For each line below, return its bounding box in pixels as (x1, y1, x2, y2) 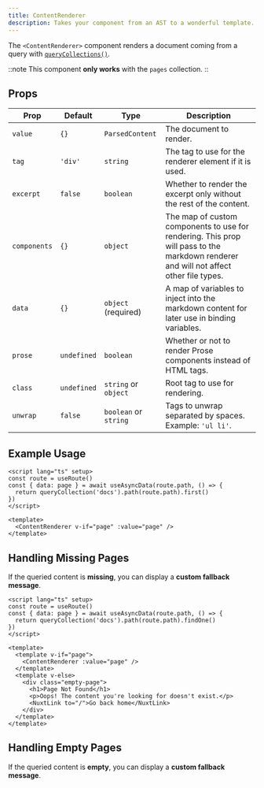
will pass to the (165, 241, 222, 252)
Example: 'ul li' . (165, 420, 232, 431)
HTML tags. (165, 365, 208, 376)
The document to (165, 124, 229, 135)
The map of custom (165, 211, 238, 222)
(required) (104, 307, 142, 318)
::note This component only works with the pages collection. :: (8, 64, 209, 73)
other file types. (165, 270, 224, 281)
